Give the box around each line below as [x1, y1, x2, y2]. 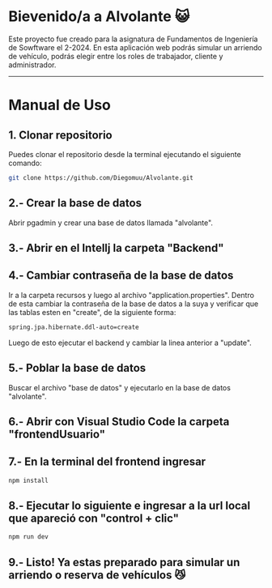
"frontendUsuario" [8, 427, 106, 441]
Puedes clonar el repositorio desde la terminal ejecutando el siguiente [8, 149, 241, 159]
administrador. [8, 60, 57, 70]
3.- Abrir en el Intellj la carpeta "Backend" [8, 241, 224, 255]
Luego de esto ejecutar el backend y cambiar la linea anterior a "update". [8, 338, 253, 347]
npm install [8, 476, 49, 484]
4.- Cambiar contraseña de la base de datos [8, 269, 234, 283]
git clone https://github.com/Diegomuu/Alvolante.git [8, 173, 194, 181]
